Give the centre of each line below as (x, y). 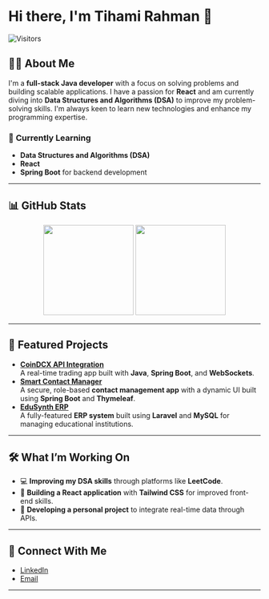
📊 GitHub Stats (47, 206)
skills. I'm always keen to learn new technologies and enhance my (143, 108)
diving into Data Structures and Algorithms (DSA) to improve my (116, 100)
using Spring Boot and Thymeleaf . (78, 398)
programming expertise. (48, 117)
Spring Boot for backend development (83, 172)
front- (239, 492)
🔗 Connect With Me (58, 551)
